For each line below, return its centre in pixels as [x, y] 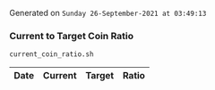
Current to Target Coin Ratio [72, 36]
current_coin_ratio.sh [52, 54]
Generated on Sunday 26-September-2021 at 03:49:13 [108, 13]
